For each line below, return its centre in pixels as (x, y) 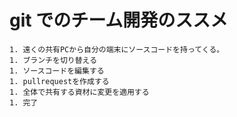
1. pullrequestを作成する (59, 81)
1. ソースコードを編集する (57, 71)
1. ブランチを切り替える (53, 60)
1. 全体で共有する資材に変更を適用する (79, 92)
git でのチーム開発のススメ (119, 20)
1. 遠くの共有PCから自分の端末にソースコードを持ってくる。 (117, 49)
